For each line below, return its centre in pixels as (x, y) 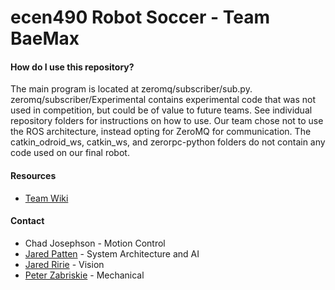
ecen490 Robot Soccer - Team (140, 17)
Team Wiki (46, 198)
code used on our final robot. (70, 153)
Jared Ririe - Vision (64, 264)
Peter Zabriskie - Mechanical (84, 275)
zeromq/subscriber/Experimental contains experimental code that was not (163, 100)
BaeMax (45, 38)
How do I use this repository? (72, 67)
